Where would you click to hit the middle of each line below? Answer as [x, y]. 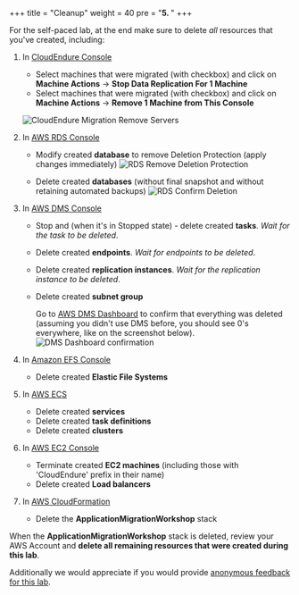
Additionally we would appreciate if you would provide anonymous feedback [150, 572]
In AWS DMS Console [62, 208]
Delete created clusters [79, 431]
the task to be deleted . [77, 235]
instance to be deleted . [78, 279]
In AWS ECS [44, 394]
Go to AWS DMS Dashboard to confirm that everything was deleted [159, 314]
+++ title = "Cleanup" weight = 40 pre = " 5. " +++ [101, 13]
